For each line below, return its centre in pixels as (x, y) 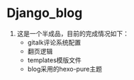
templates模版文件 (55, 60)
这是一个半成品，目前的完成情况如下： (73, 33)
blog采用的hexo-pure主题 (65, 69)
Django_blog (45, 13)
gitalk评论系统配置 (54, 42)
